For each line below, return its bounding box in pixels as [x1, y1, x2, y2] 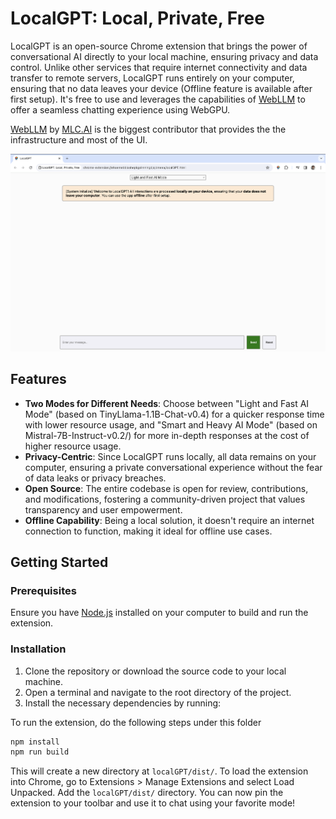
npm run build [10, 747, 70, 757]
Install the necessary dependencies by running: [24, 697, 222, 709]
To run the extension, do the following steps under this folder [10, 716, 262, 728]
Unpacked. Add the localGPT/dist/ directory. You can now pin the [10, 787, 284, 799]
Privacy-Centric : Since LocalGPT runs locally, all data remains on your [24, 450, 317, 462]
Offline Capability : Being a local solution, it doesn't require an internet [24, 514, 315, 526]
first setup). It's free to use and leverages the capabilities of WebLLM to [10, 93, 306, 105]
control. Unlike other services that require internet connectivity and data [10, 61, 308, 73]
